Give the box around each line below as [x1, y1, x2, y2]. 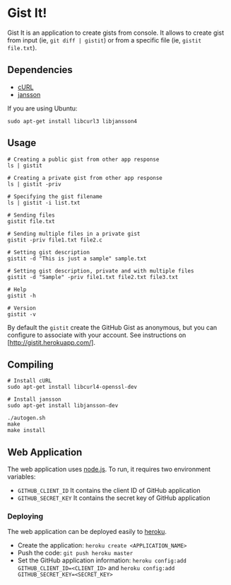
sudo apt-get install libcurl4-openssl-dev [7, 384, 138, 391]
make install [7, 427, 46, 434]
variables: [7, 472, 36, 481]
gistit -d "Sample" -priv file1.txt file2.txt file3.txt [7, 273, 179, 280]
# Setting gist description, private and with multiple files [7, 267, 194, 274]
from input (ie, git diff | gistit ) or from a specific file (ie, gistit [7, 35, 202, 44]
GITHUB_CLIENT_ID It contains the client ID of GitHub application [17, 487, 201, 495]
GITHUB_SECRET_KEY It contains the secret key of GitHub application [17, 494, 211, 502]
